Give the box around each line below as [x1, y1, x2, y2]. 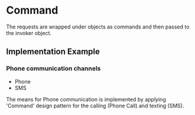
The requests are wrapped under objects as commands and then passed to [6, 23, 190, 30]
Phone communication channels [6, 65, 101, 73]
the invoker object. [6, 29, 52, 36]
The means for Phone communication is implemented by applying [6, 95, 167, 103]
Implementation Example [6, 47, 100, 57]
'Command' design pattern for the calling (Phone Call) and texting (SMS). [6, 102, 184, 109]
